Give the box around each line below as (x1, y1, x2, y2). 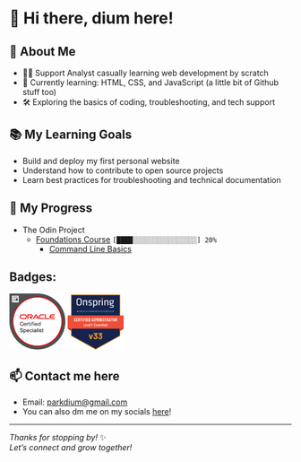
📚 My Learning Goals (9, 127, 133, 143)
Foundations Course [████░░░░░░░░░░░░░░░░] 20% (35, 233, 218, 245)
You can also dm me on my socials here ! (21, 406, 172, 417)
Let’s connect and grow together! (9, 442, 133, 453)
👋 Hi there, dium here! (9, 8, 174, 29)
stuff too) (21, 87, 56, 97)
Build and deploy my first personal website (21, 155, 180, 166)
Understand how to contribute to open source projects (21, 165, 224, 176)
